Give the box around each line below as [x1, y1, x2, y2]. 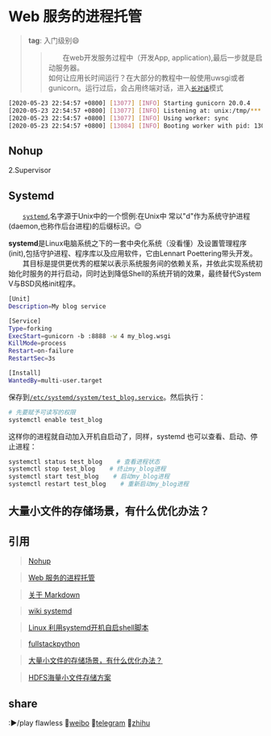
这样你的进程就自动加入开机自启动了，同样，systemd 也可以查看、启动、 [8, 431, 252, 441]
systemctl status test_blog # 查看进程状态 [8, 458, 161, 466]
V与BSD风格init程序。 [8, 279, 81, 289]
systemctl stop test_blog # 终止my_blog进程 [8, 465, 167, 473]
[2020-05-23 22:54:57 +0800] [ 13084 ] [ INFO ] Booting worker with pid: [8, 122, 251, 130]
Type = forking [8, 324, 52, 332]
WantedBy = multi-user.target [8, 376, 103, 384]
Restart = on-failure [8, 347, 74, 355]
